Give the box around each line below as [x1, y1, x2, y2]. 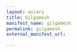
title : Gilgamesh [6, 15, 50, 21]
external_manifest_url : [6, 31, 66, 37]
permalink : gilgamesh [6, 25, 61, 32]
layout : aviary [6, 8, 45, 15]
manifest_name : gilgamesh [6, 20, 71, 26]
